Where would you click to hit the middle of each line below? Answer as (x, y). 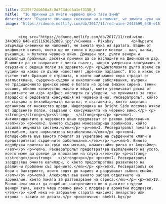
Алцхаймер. (147, 145)
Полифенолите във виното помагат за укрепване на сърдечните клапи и (78, 136)
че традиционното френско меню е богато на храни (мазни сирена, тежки (80, 84)
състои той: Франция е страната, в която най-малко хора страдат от (77, 76)
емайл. (147, 171)
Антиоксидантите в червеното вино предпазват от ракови (64, 119)
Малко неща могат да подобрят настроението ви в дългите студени (74, 184)
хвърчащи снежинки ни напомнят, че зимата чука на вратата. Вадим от (78, 46)
